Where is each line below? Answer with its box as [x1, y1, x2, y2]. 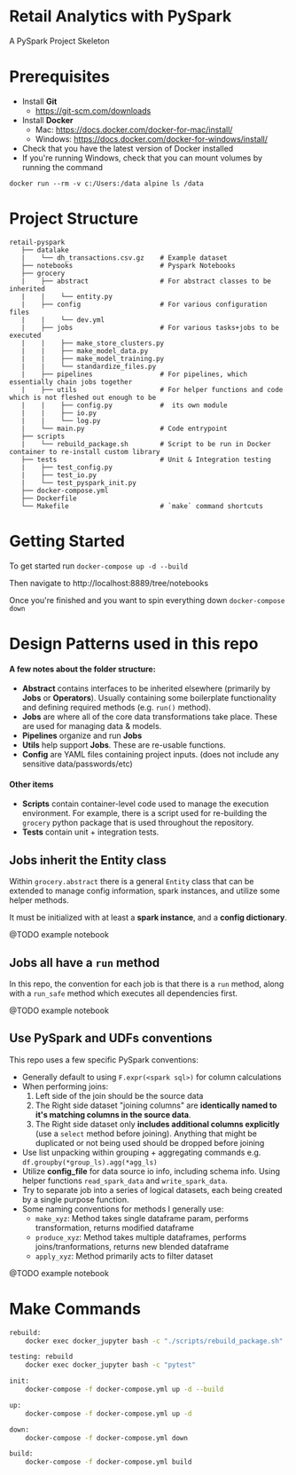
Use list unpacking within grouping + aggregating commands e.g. [21, 1147, 261, 1157]
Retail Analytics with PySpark [9, 6, 232, 27]
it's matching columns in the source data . [35, 1109, 191, 1119]
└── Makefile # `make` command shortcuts [20, 501, 264, 511]
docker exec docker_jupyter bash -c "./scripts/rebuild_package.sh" [25, 1337, 284, 1346]
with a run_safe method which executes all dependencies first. [9, 987, 238, 999]
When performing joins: [21, 1080, 109, 1092]
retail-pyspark [9, 238, 66, 247]
